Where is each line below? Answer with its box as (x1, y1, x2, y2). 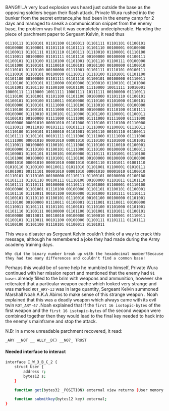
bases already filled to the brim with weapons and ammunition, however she (5, 275, 162, 281)
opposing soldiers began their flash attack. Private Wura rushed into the (5, 10, 155, 16)
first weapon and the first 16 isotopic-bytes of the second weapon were (5, 307, 161, 314)
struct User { (14, 365, 44, 370)
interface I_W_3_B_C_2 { (5, 359, 58, 365)
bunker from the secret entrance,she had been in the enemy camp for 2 (5, 15, 154, 21)
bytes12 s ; (23, 374, 46, 379)
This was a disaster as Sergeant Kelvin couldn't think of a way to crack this (5, 231, 161, 237)
